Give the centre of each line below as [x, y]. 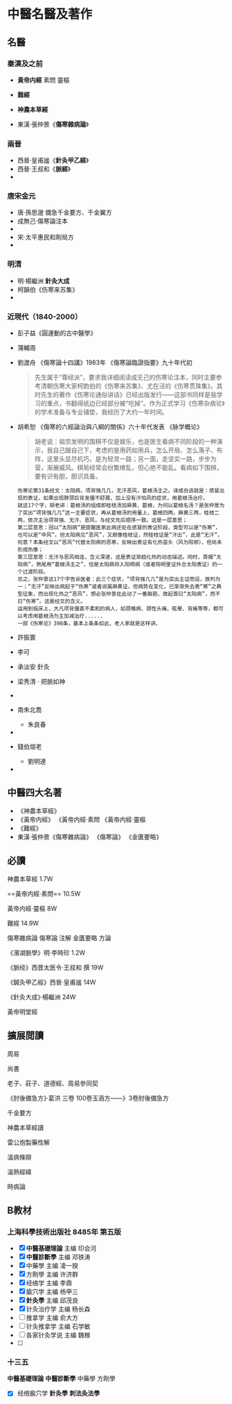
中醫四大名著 [35, 793]
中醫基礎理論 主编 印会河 [61, 1248]
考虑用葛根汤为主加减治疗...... [63, 616]
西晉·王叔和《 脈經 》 [44, 169]
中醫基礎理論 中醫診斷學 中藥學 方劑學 [61, 1378]
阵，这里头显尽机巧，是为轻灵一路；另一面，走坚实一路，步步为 [125, 459]
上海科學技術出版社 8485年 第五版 [64, 1232]
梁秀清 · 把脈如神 [41, 682]
